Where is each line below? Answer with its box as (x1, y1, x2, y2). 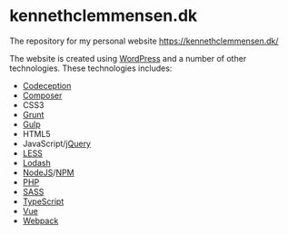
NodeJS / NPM (22, 167, 74, 178)
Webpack (22, 215, 59, 226)
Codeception (22, 80, 72, 91)
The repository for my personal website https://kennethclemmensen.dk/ (9, 35, 279, 46)
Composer (22, 90, 63, 101)
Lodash (22, 157, 52, 168)
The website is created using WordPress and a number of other (9, 53, 247, 64)
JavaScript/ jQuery (22, 138, 91, 149)
